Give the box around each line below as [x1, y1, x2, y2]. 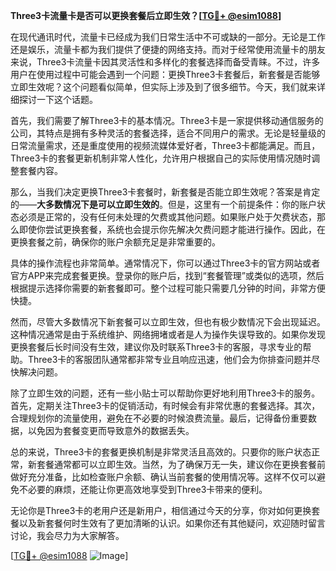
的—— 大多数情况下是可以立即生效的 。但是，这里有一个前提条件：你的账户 [10, 199, 317, 210]
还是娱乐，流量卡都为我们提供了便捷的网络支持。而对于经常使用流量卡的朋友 [10, 44, 326, 55]
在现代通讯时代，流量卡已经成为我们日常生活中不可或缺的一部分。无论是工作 [10, 31, 326, 43]
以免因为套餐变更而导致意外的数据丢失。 [27, 425, 195, 436]
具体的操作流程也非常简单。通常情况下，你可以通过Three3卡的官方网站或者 [10, 257, 321, 269]
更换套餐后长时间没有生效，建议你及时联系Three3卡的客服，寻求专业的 [10, 341, 303, 353]
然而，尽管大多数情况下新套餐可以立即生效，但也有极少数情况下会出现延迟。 [10, 316, 326, 328]
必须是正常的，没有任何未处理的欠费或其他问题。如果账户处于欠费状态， [18, 211, 317, 223]
